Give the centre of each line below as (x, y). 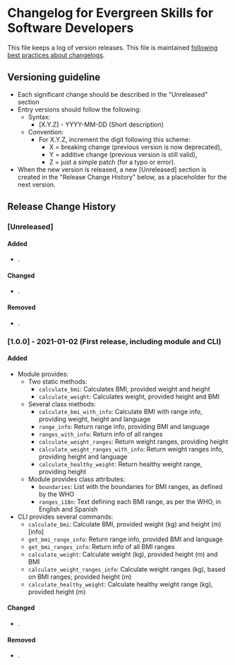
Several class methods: (62, 404)
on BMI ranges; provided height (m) (80, 577)
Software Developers (71, 28)
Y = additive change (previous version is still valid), (123, 154)
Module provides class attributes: (77, 479)
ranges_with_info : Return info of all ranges (101, 434)
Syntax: (39, 117)
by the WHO (56, 494)
